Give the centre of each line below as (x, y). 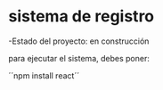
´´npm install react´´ (44, 75)
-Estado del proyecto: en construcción (79, 41)
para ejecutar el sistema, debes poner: (79, 58)
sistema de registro (81, 16)
